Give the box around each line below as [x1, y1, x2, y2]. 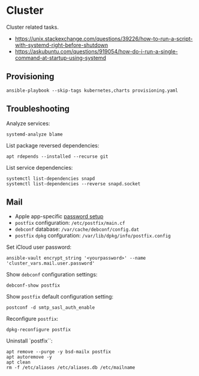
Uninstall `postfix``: [6, 337, 53, 345]
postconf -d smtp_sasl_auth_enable [6, 305, 95, 311]
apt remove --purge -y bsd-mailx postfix [6, 349, 111, 355]
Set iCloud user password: [6, 243, 72, 251]
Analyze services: [6, 119, 50, 127]
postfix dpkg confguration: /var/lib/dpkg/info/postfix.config [14, 232, 171, 239]
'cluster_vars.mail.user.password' [6, 260, 95, 267]
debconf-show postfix [6, 282, 61, 288]
